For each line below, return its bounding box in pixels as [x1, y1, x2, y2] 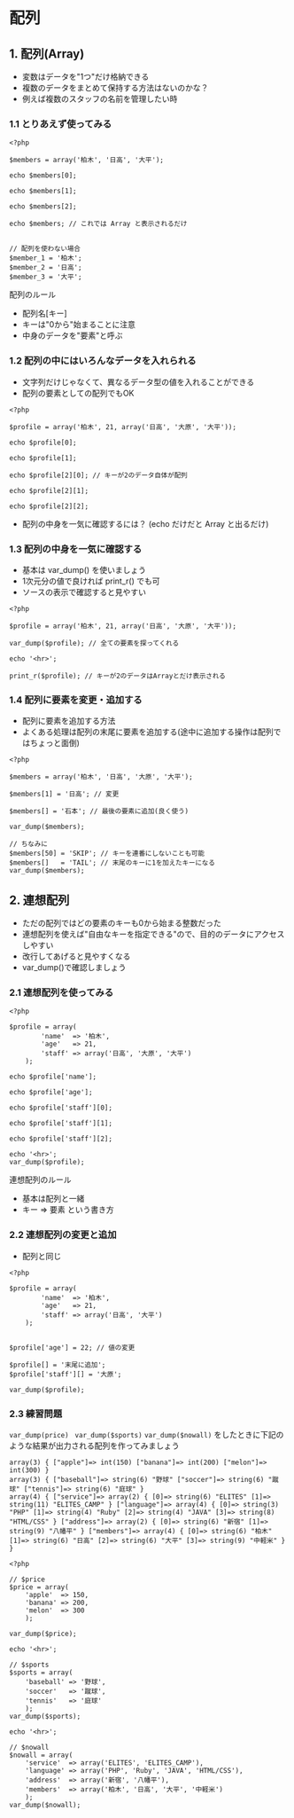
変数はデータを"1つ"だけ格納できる [21, 72, 150, 82]
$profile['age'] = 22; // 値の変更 [9, 1343, 135, 1352]
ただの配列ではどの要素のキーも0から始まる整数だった [21, 918, 221, 928]
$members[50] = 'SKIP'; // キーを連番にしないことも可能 [9, 849, 205, 858]
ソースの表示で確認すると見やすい [21, 586, 147, 597]
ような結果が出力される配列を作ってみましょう [9, 1440, 180, 1451]
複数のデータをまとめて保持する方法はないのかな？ [21, 82, 209, 93]
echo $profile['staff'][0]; [9, 1103, 113, 1113]
